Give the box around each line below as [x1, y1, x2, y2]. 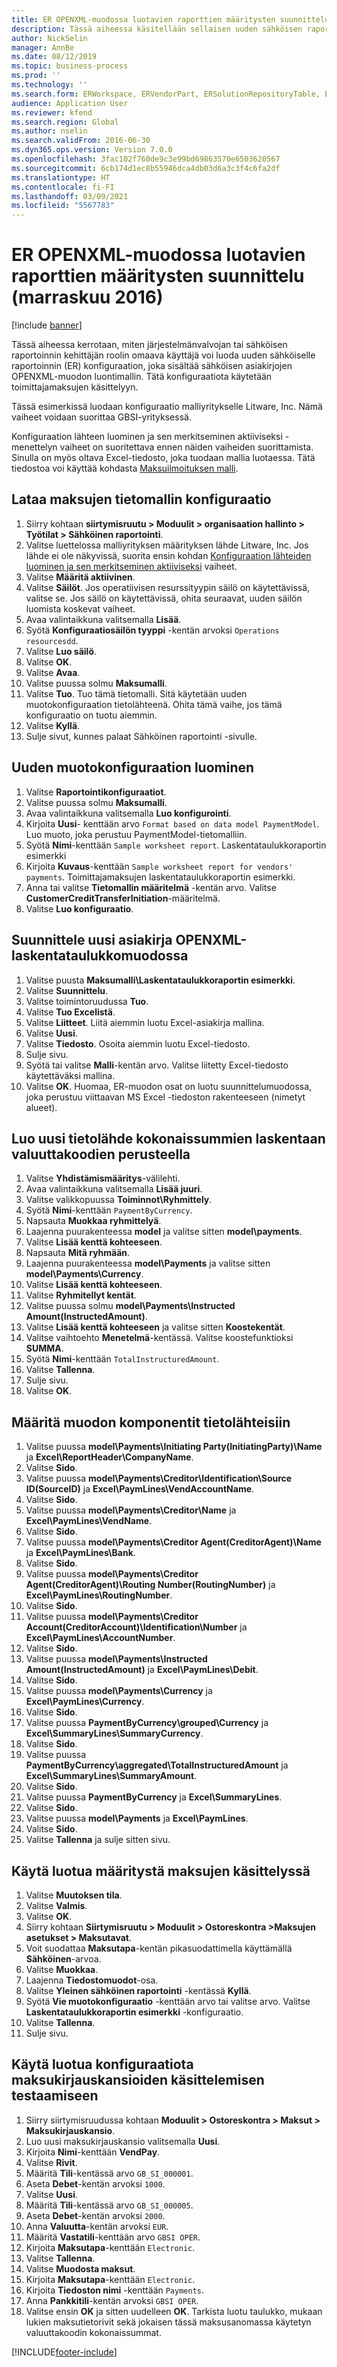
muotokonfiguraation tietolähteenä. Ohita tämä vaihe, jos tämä [25, 698, 283, 710]
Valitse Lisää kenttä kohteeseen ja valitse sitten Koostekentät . [25, 1321, 286, 1333]
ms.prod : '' [11, 71, 61, 81]
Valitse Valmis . [25, 1899, 88, 1911]
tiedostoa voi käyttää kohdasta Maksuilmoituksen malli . [11, 462, 239, 475]
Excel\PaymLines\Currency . [25, 1696, 145, 1708]
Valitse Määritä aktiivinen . [25, 571, 136, 583]
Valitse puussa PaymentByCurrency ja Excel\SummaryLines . [25, 1791, 283, 1803]
